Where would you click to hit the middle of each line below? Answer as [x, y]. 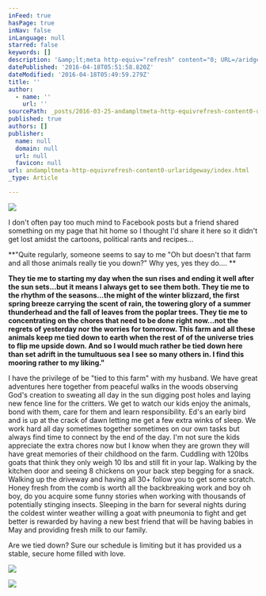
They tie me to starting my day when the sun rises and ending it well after [131, 278]
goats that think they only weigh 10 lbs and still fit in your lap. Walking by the [133, 462]
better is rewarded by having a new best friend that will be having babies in [131, 521]
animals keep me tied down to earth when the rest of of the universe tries [131, 337]
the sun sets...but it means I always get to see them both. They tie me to [129, 286]
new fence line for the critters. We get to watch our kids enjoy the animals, [129, 403]
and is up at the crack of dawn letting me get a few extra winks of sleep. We [132, 420]
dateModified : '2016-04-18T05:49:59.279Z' [79, 75]
